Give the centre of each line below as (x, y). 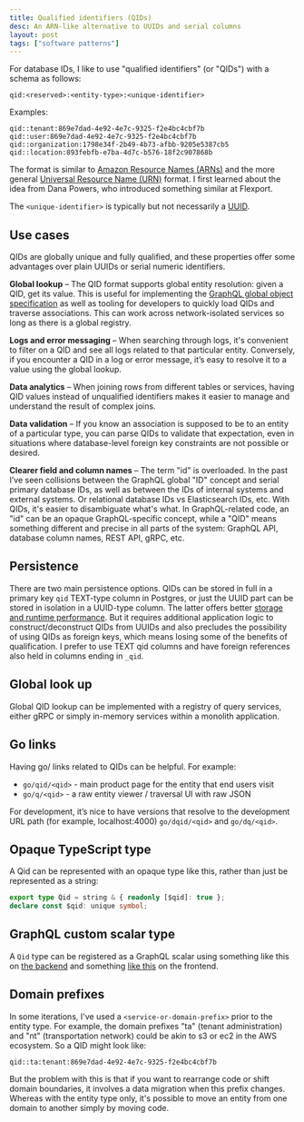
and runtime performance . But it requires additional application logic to (142, 617)
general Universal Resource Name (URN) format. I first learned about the (145, 179)
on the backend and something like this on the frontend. (114, 966)
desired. (25, 453)
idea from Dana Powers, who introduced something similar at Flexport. (141, 189)
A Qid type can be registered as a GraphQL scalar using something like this (149, 956)
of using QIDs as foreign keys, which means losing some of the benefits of (148, 636)
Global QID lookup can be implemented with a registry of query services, (146, 706)
